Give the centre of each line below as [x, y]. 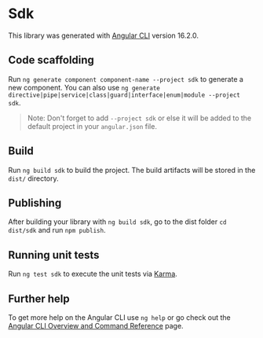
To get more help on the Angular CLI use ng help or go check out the [119, 318]
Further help [39, 298]
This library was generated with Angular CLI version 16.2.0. [103, 35]
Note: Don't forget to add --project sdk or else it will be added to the [139, 118]
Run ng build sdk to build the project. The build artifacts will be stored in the [132, 170]
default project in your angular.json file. [92, 126]
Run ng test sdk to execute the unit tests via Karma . [93, 274]
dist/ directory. [33, 178]
